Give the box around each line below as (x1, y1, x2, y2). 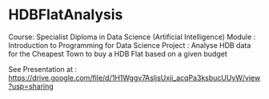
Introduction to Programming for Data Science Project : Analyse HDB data (8, 40, 251, 49)
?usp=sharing (8, 81, 54, 91)
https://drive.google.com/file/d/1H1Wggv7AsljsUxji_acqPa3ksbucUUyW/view (8, 73, 261, 82)
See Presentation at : (8, 64, 78, 73)
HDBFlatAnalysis (8, 6, 123, 24)
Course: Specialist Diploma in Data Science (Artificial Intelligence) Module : (8, 32, 256, 42)
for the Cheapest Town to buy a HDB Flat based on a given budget (8, 49, 227, 58)
